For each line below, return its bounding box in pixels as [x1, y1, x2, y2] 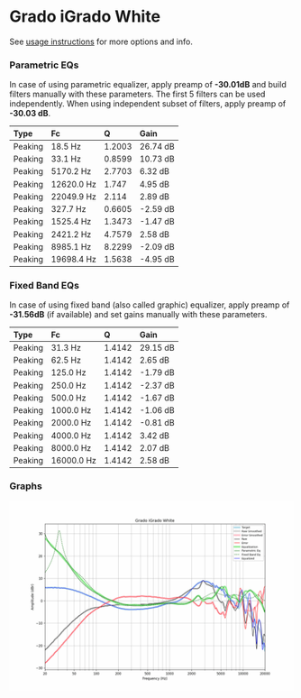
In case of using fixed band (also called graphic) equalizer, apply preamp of [9, 299, 290, 310]
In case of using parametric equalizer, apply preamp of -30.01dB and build [9, 79, 287, 90]
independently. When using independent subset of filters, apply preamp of [9, 98, 287, 109]
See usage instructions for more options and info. [9, 36, 194, 47]
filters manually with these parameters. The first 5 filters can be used [9, 88, 266, 100]
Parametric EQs [9, 59, 79, 71]
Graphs [9, 480, 42, 492]
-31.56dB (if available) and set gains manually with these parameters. [9, 309, 268, 320]
